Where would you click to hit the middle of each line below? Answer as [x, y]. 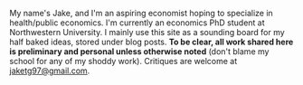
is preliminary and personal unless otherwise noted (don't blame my [139, 52]
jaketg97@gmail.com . [50, 71]
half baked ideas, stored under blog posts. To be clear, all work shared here [151, 42]
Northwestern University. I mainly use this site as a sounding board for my [147, 32]
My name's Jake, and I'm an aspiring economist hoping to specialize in [141, 13]
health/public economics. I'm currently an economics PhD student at [137, 23]
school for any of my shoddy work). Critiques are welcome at [123, 61]
